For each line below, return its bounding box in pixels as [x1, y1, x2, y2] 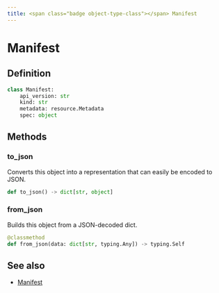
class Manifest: [7, 86, 54, 93]
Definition [7, 67, 51, 80]
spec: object [19, 112, 58, 119]
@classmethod [7, 234, 45, 241]
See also [7, 260, 45, 271]
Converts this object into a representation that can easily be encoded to [7, 167, 213, 176]
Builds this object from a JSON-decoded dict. [7, 220, 138, 229]
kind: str [19, 99, 49, 106]
